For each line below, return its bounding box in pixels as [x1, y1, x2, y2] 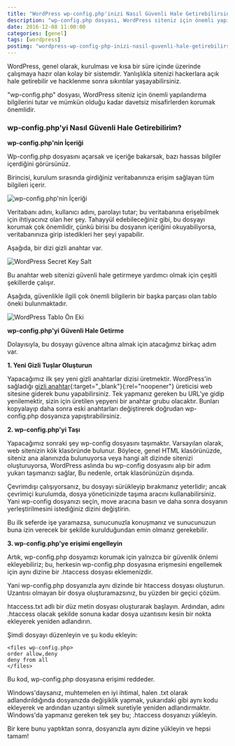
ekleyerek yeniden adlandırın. [7, 617, 92, 626]
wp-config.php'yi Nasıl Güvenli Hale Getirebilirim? [7, 123, 182, 132]
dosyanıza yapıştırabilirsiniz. [40, 412, 122, 420]
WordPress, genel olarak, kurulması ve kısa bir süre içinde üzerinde [7, 62, 201, 70]
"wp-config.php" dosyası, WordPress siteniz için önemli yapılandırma [7, 90, 207, 99]
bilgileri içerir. [7, 181, 47, 189]
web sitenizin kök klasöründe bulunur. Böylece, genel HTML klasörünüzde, [7, 446, 222, 455]
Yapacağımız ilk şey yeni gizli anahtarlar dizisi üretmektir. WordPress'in [7, 375, 212, 383]
